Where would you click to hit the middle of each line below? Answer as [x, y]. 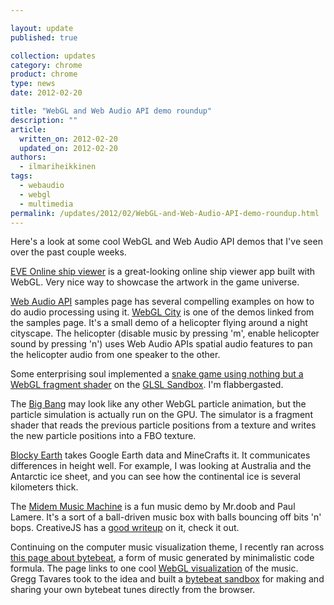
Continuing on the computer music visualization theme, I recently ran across [167, 547]
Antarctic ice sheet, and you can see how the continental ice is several [155, 477]
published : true [44, 37]
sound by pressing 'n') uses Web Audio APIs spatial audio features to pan [161, 344]
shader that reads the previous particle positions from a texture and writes [163, 425]
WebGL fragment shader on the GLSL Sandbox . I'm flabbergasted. [147, 385]
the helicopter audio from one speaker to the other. [115, 355]
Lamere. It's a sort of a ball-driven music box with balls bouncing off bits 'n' [166, 517]
